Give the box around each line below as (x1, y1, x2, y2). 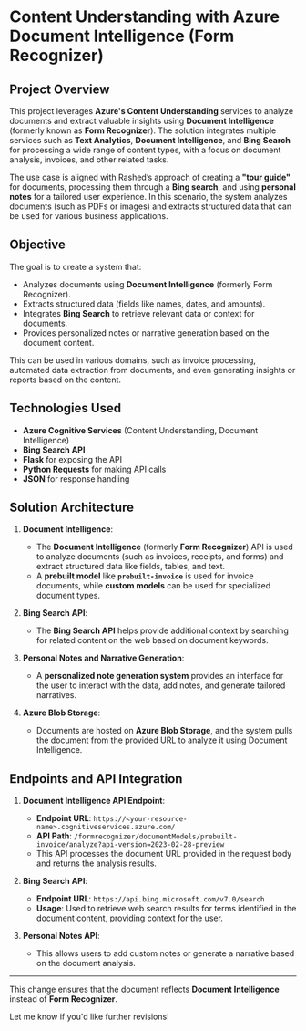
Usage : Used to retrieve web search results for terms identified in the (36, 903, 297, 914)
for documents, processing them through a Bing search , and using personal (9, 182, 296, 193)
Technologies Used (9, 401, 121, 416)
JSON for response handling (22, 473, 130, 484)
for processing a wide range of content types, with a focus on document (9, 144, 281, 155)
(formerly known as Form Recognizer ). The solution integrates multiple (9, 125, 277, 136)
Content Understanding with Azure (9, 6, 280, 27)
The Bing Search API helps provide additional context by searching (36, 625, 289, 636)
